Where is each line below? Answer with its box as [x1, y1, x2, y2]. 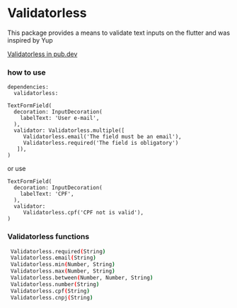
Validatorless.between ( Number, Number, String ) [10, 275, 154, 282]
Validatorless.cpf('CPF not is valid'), [23, 209, 144, 216]
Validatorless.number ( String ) [10, 280, 100, 288]
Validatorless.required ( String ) [10, 248, 106, 255]
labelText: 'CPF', [20, 190, 74, 198]
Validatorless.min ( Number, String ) [10, 261, 115, 268]
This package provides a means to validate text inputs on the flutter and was [7, 28, 231, 37]
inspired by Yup [7, 35, 53, 44]
